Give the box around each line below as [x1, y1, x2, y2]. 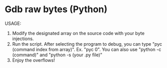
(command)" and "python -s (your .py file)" [12, 52, 103, 58]
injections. [12, 36, 34, 42]
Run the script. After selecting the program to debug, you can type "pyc [12, 41, 162, 47]
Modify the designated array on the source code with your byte [12, 30, 145, 36]
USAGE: [5, 20, 21, 26]
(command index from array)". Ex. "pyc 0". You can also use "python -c [12, 46, 161, 52]
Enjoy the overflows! [12, 57, 55, 63]
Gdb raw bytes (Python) [5, 4, 108, 15]
